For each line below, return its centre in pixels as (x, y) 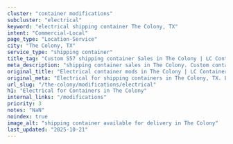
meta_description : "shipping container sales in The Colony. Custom (108, 65)
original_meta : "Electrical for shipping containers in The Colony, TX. (114, 78)
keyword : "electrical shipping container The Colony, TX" (93, 26)
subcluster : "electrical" (44, 20)
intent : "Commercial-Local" (48, 33)
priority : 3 (24, 104)
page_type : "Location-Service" (52, 39)
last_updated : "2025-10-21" (48, 129)
